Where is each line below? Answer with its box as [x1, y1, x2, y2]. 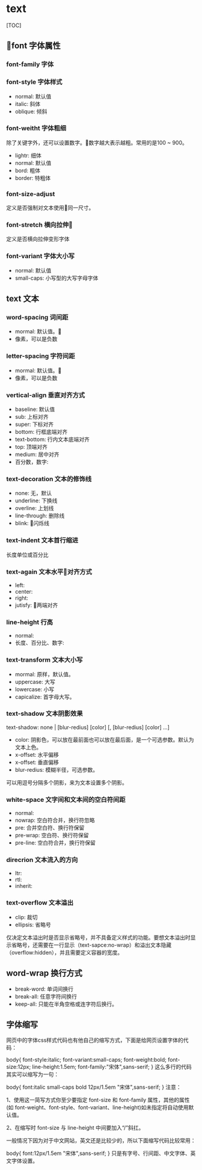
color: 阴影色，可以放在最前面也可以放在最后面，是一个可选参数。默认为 [14, 736, 194, 743]
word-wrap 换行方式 [6, 968, 83, 979]
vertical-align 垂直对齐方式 [6, 390, 85, 399]
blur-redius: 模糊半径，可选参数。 [14, 766, 98, 773]
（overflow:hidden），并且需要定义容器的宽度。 [6, 949, 123, 956]
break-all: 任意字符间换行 [14, 993, 77, 1000]
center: [14, 588, 33, 595]
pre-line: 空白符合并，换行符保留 [14, 839, 96, 846]
